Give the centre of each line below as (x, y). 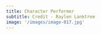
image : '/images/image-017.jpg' (45, 22)
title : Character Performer (40, 11)
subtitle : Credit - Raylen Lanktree (50, 17)
